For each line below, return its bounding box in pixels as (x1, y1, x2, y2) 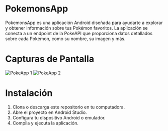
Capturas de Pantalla (5, 53, 95, 65)
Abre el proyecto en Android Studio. (12, 109, 87, 115)
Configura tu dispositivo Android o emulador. (12, 114, 106, 120)
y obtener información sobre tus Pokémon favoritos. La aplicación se (5, 25, 148, 31)
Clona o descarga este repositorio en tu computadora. (12, 104, 125, 110)
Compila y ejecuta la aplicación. (12, 120, 79, 126)
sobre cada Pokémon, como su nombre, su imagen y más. (5, 36, 126, 42)
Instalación (5, 87, 53, 99)
